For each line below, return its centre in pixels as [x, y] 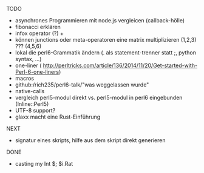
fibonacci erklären [38, 27]
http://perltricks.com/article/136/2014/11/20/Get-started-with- [120, 65]
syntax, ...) [28, 59]
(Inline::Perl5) [32, 104]
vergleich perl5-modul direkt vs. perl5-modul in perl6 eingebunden [99, 97]
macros [25, 78]
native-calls [30, 91]
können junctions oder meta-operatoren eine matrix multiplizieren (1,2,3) [106, 40]
